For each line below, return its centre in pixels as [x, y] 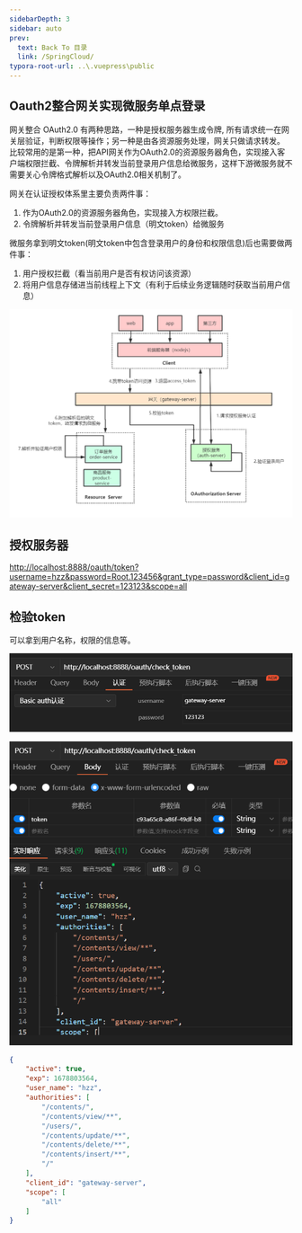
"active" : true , [56, 1069]
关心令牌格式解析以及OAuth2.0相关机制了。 [106, 174]
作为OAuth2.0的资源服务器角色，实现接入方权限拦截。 [122, 212]
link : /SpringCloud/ [56, 57]
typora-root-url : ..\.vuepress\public [82, 67]
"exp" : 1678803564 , [62, 1078]
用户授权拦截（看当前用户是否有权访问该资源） [109, 273]
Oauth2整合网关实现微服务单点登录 [107, 106]
